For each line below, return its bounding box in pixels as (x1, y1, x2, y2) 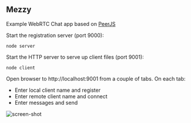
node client (6, 65, 35, 71)
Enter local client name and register (14, 87, 101, 94)
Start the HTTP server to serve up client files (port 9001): (6, 53, 144, 61)
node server (6, 43, 35, 49)
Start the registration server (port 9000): (6, 32, 104, 39)
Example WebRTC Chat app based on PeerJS (6, 20, 116, 27)
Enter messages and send (14, 99, 78, 106)
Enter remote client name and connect (14, 92, 108, 99)
